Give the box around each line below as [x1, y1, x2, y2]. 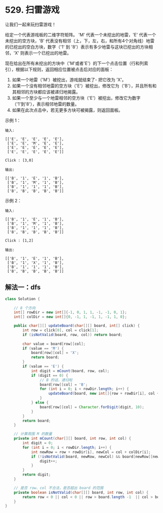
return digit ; [22, 472, 51, 477]
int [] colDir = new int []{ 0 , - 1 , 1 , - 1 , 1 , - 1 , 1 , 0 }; [14, 315, 127, 319]
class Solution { [5, 296, 40, 301]
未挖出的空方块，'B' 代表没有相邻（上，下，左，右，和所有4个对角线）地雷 [5, 37, 155, 44]
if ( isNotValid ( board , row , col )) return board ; [22, 332, 123, 337]
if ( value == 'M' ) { [22, 346, 64, 351]
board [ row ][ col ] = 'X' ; [31, 351, 79, 355]
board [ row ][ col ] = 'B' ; [39, 382, 88, 387]
